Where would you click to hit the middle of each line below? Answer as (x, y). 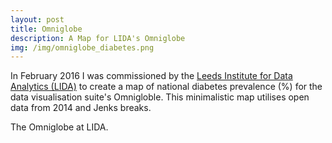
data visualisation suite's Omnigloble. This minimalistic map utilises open (160, 97)
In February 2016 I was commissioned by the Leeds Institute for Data (151, 76)
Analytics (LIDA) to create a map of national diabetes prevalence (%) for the (166, 87)
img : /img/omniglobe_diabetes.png (82, 47)
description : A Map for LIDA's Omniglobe (98, 38)
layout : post (37, 19)
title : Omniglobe (46, 29)
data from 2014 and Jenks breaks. (81, 108)
